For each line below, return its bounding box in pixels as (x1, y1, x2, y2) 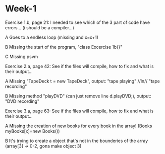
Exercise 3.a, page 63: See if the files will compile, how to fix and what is (5, 108, 154, 114)
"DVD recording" (5, 98, 40, 104)
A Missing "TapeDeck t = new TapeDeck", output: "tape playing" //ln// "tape (5, 78, 160, 84)
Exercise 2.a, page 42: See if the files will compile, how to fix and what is (5, 63, 154, 69)
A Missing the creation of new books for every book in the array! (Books (5, 123, 152, 129)
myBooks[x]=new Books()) (5, 128, 60, 134)
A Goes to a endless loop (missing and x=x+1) (5, 34, 99, 40)
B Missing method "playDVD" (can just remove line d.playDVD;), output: (5, 93, 151, 99)
